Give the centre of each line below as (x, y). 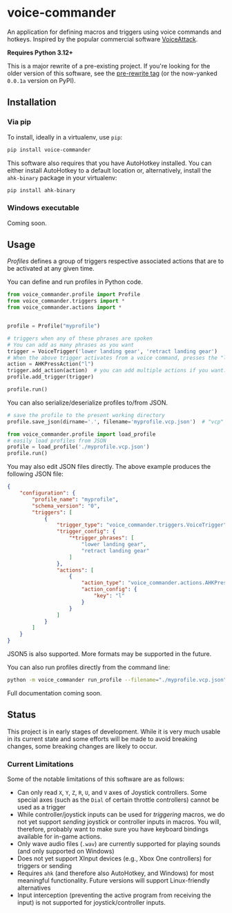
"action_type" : (103, 583)
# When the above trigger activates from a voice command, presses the (112, 358)
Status (22, 715)
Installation (32, 103)
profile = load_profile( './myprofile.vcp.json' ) (78, 447)
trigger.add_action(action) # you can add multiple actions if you (108, 371)
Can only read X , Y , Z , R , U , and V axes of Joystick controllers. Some (112, 793)
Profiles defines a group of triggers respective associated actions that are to (116, 261)
